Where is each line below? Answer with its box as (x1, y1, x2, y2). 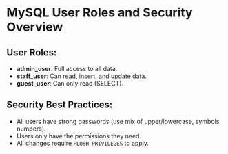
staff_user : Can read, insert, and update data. (16, 72, 147, 80)
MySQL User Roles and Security (6, 5, 194, 21)
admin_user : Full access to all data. (16, 65, 118, 73)
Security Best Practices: (6, 99, 113, 111)
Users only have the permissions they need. (16, 131, 142, 140)
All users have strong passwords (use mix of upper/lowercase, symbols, (16, 117, 222, 125)
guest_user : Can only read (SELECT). (16, 79, 124, 87)
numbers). (16, 125, 46, 133)
